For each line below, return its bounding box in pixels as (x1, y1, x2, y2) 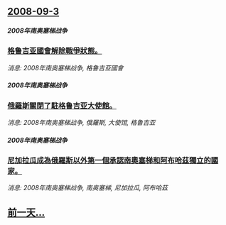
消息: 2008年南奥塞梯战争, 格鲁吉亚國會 (7, 63, 124, 72)
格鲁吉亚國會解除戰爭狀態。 (7, 46, 102, 56)
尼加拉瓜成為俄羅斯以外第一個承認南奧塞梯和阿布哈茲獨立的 (7, 155, 212, 165)
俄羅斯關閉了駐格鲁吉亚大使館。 (7, 101, 117, 111)
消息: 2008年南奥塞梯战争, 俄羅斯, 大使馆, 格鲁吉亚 (7, 119, 156, 127)
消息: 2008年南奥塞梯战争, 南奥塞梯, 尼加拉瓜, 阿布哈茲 (7, 184, 168, 192)
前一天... (7, 206, 45, 219)
